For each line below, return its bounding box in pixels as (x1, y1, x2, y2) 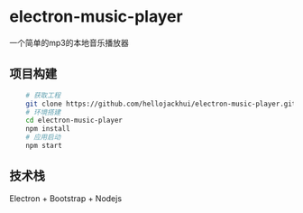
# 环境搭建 (25, 107, 61, 116)
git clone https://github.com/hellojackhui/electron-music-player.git (25, 99, 297, 108)
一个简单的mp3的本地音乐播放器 (9, 37, 129, 48)
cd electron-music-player (25, 116, 124, 125)
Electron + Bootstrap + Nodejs (9, 192, 123, 204)
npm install (25, 125, 70, 134)
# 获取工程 (25, 90, 61, 100)
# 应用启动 (25, 133, 61, 142)
